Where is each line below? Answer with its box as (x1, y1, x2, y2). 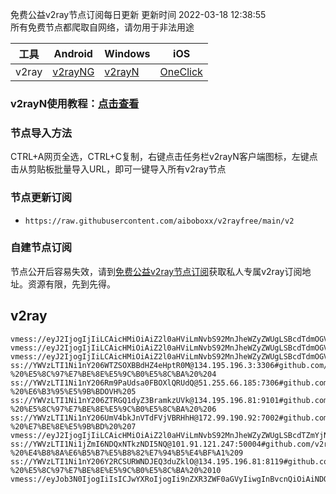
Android (53, 47, 93, 60)
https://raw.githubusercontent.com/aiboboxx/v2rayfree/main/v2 (24, 216, 295, 226)
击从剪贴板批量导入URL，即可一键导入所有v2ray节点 (10, 163, 227, 175)
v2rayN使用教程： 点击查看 (10, 96, 140, 110)
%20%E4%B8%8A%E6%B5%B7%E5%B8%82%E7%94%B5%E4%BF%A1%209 (10, 448, 244, 458)
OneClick (159, 65, 203, 78)
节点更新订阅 (10, 191, 73, 205)
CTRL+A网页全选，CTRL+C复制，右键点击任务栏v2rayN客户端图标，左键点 (10, 151, 318, 163)
